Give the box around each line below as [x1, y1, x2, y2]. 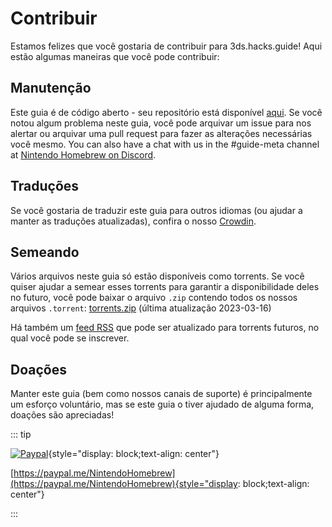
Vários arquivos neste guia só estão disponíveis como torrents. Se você [10, 270, 305, 282]
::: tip [10, 428, 32, 441]
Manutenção [10, 80, 92, 97]
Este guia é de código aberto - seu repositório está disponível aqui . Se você [10, 106, 323, 118]
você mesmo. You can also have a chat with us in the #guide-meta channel [10, 138, 320, 150]
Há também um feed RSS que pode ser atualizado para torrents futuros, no [10, 322, 320, 334]
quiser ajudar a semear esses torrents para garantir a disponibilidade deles [10, 281, 320, 293]
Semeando [10, 243, 80, 261]
